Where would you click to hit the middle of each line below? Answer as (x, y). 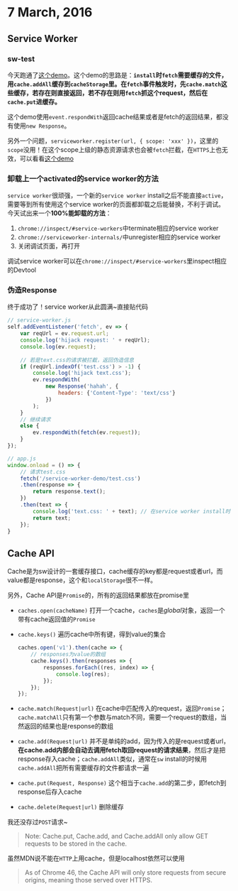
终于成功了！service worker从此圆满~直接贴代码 (78, 307)
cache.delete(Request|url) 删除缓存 (70, 807)
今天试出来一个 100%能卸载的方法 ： (59, 213)
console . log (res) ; (83, 674)
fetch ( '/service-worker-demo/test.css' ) (80, 479)
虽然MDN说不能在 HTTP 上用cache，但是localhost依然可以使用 (96, 858)
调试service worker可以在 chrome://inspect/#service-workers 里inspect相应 (117, 261)
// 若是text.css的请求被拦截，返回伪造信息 (77, 360)
